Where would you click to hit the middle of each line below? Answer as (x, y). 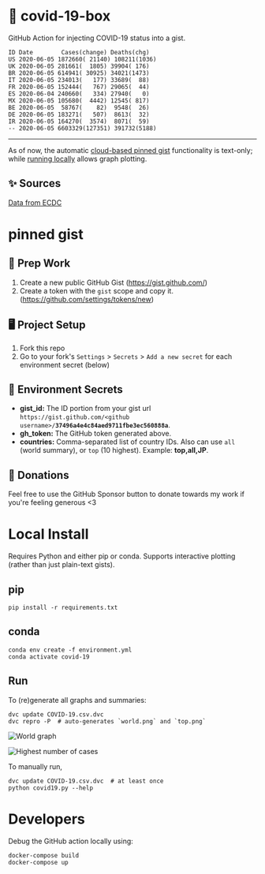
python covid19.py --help (50, 788)
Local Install (49, 534)
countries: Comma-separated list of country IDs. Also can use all (127, 442)
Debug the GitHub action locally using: (71, 841)
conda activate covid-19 (49, 657)
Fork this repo (42, 348)
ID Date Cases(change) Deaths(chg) (79, 52)
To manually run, (35, 766)
